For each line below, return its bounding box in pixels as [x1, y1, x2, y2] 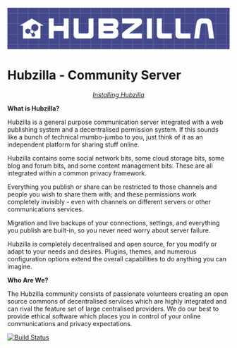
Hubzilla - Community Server [7, 68, 181, 83]
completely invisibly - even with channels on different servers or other [7, 198, 212, 206]
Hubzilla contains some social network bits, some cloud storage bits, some [7, 154, 224, 163]
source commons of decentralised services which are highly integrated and [7, 297, 227, 306]
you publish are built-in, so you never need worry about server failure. [7, 226, 211, 235]
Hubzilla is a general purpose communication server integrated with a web [7, 118, 224, 127]
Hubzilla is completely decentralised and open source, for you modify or [7, 240, 217, 249]
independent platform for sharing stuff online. [7, 140, 140, 149]
